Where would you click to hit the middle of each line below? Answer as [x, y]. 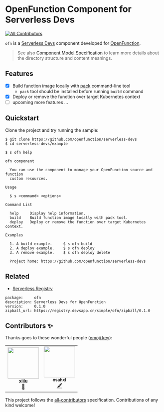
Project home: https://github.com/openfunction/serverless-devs [78, 261]
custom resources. [29, 178]
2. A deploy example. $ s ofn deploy [52, 248]
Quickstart [22, 118]
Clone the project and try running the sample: [52, 130]
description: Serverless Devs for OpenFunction [56, 302]
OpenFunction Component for [69, 9]
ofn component [20, 161]
